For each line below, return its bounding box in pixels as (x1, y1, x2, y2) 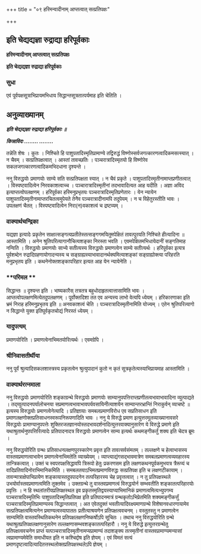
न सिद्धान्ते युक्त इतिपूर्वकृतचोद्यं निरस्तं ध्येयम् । (6, 307, 93, 314)
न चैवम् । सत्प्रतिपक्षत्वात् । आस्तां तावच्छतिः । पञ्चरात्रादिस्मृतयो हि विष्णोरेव (6, 156, 148, 163)
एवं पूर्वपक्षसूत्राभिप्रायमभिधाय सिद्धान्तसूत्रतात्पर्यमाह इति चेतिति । (6, 92, 122, 99)
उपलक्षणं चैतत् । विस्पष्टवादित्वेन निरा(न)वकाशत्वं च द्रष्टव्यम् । (6, 201, 124, 209)
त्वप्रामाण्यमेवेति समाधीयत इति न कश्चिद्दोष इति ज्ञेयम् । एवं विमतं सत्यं (6, 534, 133, 541)
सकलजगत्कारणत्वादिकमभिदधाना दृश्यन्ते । (6, 162, 86, 170)
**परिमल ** (6, 273, 36, 282)
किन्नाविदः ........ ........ (6, 137, 54, 144)
